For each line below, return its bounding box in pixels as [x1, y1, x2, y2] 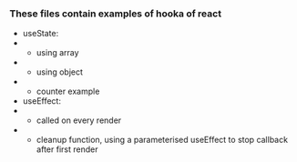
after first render [36, 144, 98, 155]
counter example [36, 86, 100, 97]
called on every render [36, 115, 122, 126]
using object [36, 66, 84, 77]
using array [36, 47, 79, 58]
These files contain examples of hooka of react [9, 7, 221, 20]
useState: [22, 28, 59, 39]
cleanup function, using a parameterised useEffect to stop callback [36, 135, 289, 146]
